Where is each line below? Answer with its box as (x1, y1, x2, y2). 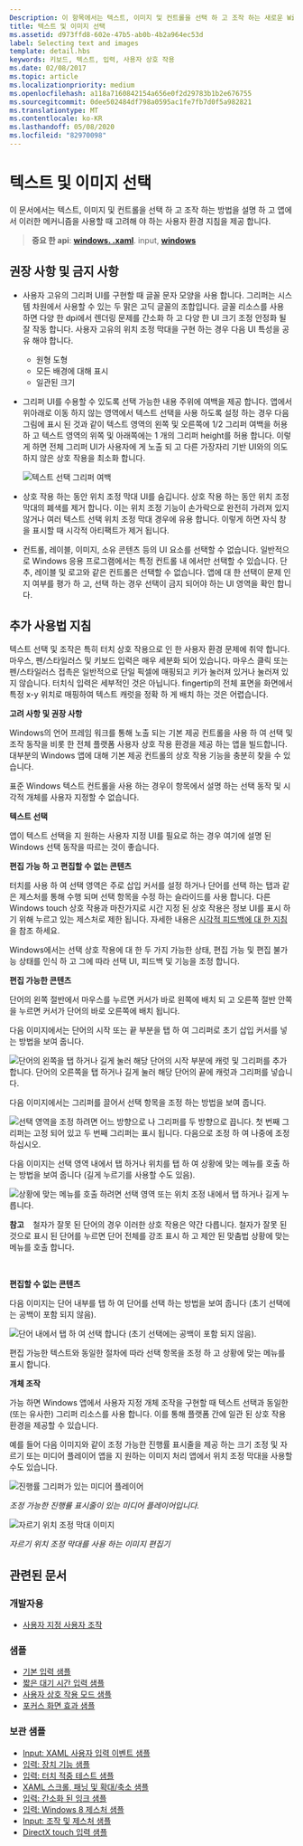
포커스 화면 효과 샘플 (22, 1700, 96, 1711)
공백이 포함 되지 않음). (18, 1309, 96, 1321)
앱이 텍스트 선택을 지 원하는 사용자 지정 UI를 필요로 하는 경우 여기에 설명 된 (9, 830, 272, 841)
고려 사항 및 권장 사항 (9, 708, 83, 719)
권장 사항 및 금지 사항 (9, 264, 119, 279)
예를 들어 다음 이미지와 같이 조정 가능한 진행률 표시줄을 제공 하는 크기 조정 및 (9, 1439, 279, 1450)
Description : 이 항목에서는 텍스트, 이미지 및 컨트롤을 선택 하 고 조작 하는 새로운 (9, 13, 284, 23)
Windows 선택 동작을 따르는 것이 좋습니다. (9, 842, 160, 853)
